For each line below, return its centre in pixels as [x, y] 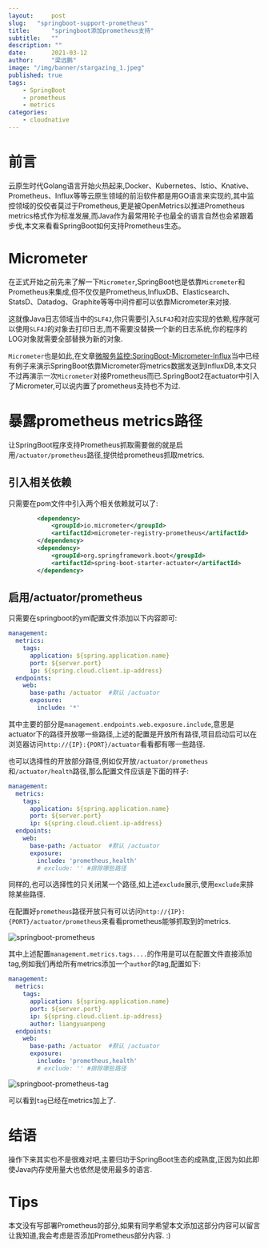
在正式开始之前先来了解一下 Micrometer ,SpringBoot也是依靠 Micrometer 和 [127, 282]
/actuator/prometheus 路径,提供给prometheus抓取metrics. [110, 455]
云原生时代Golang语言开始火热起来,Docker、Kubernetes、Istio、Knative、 [131, 186]
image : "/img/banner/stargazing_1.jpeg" [77, 68]
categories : [28, 113]
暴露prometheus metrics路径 [105, 421]
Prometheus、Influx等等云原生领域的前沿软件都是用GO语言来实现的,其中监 [131, 195]
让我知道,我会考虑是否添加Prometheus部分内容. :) [90, 1235]
